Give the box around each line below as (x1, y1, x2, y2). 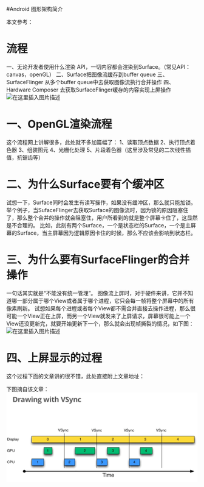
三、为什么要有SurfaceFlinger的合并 (6, 253, 190, 266)
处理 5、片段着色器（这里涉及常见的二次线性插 (74, 146, 191, 154)
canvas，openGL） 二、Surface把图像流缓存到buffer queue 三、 (6, 71, 168, 78)
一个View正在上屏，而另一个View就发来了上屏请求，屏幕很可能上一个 (16, 312, 191, 319)
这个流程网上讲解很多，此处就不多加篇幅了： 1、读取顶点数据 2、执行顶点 (6, 138, 191, 146)
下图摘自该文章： (6, 385, 49, 393)
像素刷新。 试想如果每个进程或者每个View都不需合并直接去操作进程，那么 (6, 304, 191, 312)
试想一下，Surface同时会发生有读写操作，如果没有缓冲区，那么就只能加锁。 (6, 199, 196, 206)
